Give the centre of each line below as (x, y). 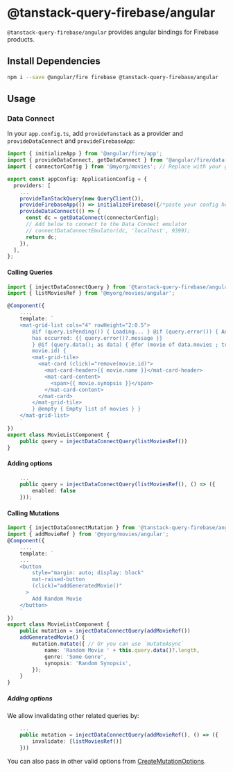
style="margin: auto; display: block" (88, 573)
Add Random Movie (57, 599)
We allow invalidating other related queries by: (74, 716)
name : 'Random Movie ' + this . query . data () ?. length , (122, 650)
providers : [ (32, 185)
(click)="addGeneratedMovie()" (77, 586)
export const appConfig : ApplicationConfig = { (77, 179)
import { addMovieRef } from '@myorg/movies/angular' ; (88, 534)
